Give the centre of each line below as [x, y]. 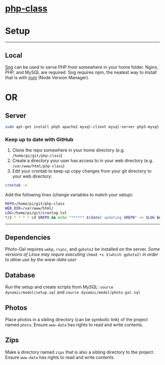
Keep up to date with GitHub [39, 139]
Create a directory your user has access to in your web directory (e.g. [83, 161]
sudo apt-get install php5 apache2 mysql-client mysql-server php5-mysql [82, 127]
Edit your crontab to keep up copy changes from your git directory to [82, 171]
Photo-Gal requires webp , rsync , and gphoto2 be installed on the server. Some [82, 249]
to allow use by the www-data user [41, 260]
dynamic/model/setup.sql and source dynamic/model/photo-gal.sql [73, 292]
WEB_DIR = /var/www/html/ [29, 208]
